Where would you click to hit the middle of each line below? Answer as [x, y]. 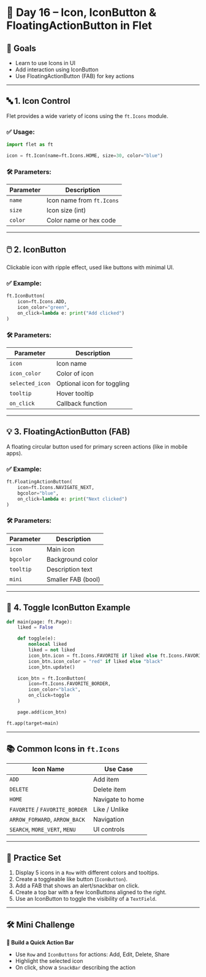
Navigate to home [119, 799]
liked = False [35, 627]
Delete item [109, 790]
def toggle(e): [37, 638]
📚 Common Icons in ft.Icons [63, 749]
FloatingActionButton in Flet [79, 26]
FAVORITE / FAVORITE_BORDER [48, 809]
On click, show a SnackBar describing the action [75, 968]
